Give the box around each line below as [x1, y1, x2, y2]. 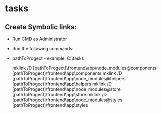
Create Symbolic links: [5, 23, 77, 31]
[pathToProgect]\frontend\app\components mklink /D [12, 70, 122, 76]
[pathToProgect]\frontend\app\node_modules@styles [12, 97, 123, 103]
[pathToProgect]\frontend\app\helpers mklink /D [12, 81, 112, 87]
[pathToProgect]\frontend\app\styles [12, 102, 88, 108]
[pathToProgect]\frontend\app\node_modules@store [12, 86, 121, 92]
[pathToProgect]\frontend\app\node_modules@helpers [12, 76, 126, 81]
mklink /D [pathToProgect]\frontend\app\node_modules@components [12, 65, 157, 71]
